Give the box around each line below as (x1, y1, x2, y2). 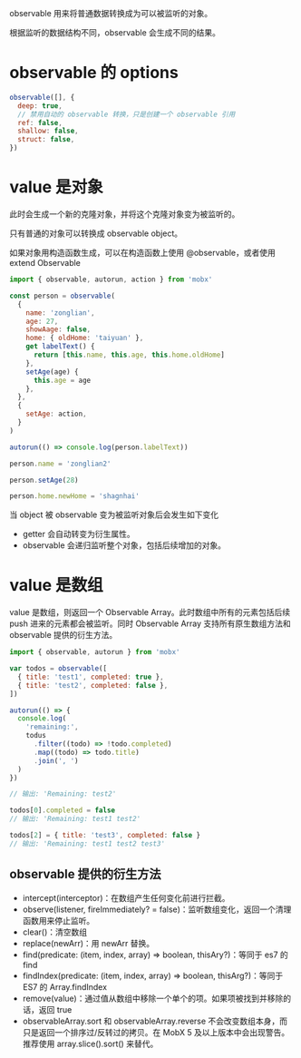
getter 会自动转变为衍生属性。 (22, 529, 135, 540)
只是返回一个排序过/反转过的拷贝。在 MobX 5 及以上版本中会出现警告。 (22, 1026, 290, 1037)
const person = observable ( (9, 291, 116, 300)
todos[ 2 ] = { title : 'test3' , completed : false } (9, 831, 201, 840)
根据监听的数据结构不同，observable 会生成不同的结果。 (9, 27, 220, 38)
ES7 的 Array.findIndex (22, 981, 107, 992)
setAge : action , (25, 409, 88, 419)
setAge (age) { (25, 367, 79, 377)
